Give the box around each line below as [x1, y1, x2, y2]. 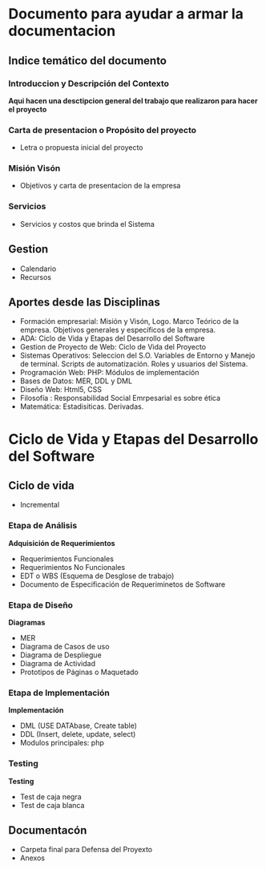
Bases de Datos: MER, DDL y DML [19, 376, 133, 386]
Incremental [19, 500, 60, 510]
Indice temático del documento [8, 54, 167, 67]
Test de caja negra [19, 791, 82, 802]
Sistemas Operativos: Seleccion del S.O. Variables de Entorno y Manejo [19, 350, 256, 361]
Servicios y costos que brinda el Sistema [19, 219, 155, 228]
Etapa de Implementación [8, 687, 111, 698]
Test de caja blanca [19, 800, 85, 810]
